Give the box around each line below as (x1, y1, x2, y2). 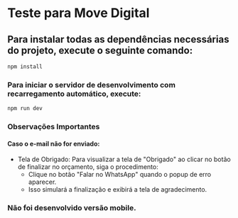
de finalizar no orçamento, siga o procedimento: (17, 163, 158, 171)
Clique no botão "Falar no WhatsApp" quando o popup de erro (28, 170, 212, 179)
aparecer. (28, 178, 57, 186)
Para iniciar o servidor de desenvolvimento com (7, 80, 176, 89)
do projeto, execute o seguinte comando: (7, 44, 193, 56)
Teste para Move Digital (7, 5, 150, 21)
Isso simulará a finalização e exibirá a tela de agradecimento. (28, 185, 207, 194)
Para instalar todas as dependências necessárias (7, 33, 229, 45)
